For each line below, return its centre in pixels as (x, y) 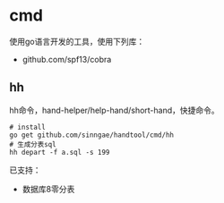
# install (28, 127)
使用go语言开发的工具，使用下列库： (77, 41)
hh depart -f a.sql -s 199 (60, 152)
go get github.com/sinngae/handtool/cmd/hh (92, 135)
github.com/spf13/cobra (67, 59)
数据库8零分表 (48, 189)
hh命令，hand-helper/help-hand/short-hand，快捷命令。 (114, 110)
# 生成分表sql (33, 144)
